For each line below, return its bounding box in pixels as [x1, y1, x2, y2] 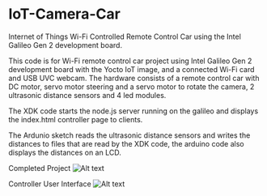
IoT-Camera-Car [8, 5, 121, 23]
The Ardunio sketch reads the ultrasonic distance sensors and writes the [8, 130, 251, 140]
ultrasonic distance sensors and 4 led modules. [8, 90, 167, 100]
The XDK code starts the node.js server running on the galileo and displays [8, 106, 259, 116]
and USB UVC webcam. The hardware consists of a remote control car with [8, 73, 260, 83]
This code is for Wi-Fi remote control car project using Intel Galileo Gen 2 [8, 56, 252, 66]
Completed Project [8, 163, 71, 173]
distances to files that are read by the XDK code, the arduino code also [8, 138, 244, 148]
